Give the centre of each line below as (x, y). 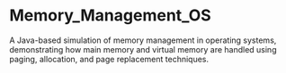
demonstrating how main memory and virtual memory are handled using (143, 49)
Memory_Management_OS (110, 16)
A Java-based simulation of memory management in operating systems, (143, 40)
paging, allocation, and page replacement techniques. (109, 59)
